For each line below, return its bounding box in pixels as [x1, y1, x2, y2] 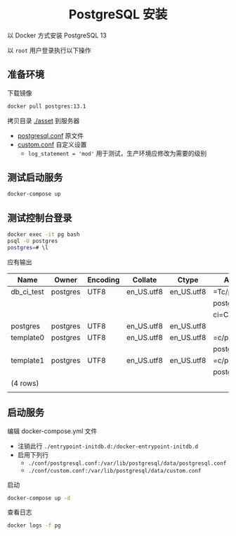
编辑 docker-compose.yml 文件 [7, 427, 98, 435]
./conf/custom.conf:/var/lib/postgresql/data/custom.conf [27, 467, 202, 474]
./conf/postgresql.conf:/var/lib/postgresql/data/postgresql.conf [27, 459, 227, 467]
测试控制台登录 [7, 212, 72, 224]
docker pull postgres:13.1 [7, 103, 86, 110]
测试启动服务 [7, 172, 63, 184]
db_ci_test [11, 287, 44, 297]
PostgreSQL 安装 [68, 6, 168, 23]
